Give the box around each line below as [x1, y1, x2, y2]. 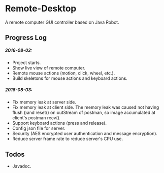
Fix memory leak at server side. [12, 99, 76, 105]
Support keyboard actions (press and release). [12, 120, 107, 126]
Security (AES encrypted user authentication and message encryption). [12, 131, 158, 137]
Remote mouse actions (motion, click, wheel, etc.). [12, 70, 115, 76]
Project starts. [12, 60, 41, 66]
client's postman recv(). [12, 115, 61, 121]
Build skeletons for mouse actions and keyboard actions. [12, 75, 128, 81]
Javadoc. [12, 163, 32, 169]
